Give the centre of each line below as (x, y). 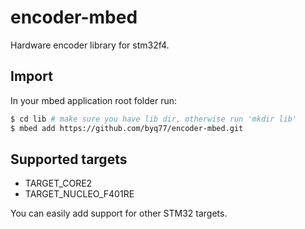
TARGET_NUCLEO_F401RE (79, 194)
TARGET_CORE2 (58, 183)
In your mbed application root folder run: (94, 100)
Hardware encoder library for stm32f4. (90, 45)
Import (31, 76)
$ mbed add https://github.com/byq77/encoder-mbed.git (127, 128)
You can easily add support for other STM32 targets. (119, 213)
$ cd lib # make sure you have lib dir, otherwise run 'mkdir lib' (154, 119)
